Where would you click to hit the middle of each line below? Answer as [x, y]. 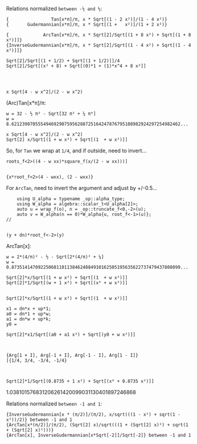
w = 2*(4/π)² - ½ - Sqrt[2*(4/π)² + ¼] [55, 257]
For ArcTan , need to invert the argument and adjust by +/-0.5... [82, 188]
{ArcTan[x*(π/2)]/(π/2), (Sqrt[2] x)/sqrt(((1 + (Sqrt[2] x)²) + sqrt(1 [97, 425]
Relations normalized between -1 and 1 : [54, 404]
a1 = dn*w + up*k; [29, 319]
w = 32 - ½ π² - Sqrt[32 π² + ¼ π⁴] [51, 114]
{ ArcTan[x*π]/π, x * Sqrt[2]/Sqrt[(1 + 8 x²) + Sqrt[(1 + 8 [99, 35]
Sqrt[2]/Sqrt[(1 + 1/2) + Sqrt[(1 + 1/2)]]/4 [63, 61]
